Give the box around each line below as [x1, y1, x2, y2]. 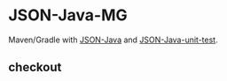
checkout [8, 60, 62, 75]
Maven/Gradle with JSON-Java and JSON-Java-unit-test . [8, 34, 218, 45]
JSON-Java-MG [8, 5, 128, 26]
